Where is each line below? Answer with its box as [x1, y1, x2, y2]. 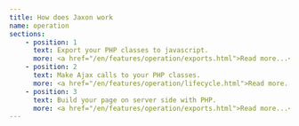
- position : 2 [25, 63, 77, 72]
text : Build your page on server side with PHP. [32, 95, 217, 105]
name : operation [9, 21, 69, 30]
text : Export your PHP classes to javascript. [32, 46, 209, 55]
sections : [9, 29, 46, 38]
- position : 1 [25, 37, 77, 47]
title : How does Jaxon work [9, 12, 114, 22]
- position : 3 [25, 87, 77, 96]
